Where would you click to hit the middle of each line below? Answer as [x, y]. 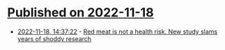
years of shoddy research [54, 38]
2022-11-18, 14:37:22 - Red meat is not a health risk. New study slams [117, 32]
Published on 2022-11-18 [81, 13]
